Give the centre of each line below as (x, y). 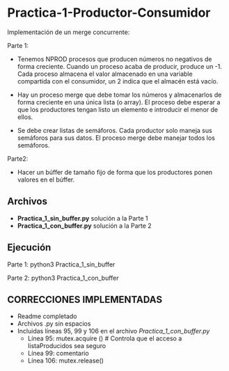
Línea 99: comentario (58, 354)
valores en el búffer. (46, 180)
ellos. (25, 117)
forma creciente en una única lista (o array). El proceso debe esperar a (119, 102)
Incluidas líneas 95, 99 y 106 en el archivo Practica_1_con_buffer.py (113, 331)
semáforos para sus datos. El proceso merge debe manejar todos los (116, 138)
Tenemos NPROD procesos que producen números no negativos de (114, 59)
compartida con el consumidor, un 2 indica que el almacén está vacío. (118, 81)
